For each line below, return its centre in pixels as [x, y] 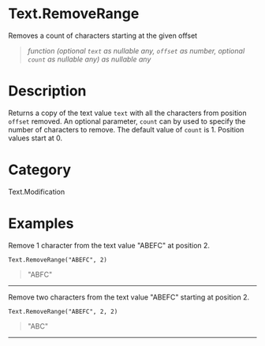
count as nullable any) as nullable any [89, 59]
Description [47, 91]
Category [40, 170]
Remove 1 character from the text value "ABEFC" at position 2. [109, 245]
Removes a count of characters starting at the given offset [103, 35]
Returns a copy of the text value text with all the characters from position [127, 113]
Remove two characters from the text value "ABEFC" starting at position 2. [129, 297]
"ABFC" [40, 274]
